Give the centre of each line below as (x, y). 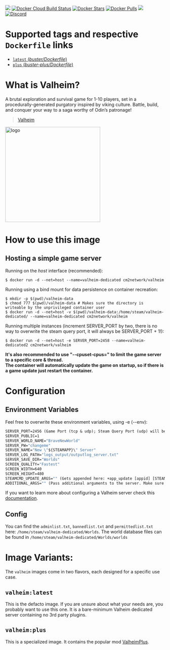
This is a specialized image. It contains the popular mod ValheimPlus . (77, 641)
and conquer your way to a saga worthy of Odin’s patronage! (69, 110)
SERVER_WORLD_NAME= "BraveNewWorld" (43, 441)
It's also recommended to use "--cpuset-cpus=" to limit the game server (83, 354)
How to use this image (53, 240)
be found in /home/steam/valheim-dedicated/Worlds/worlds (67, 537)
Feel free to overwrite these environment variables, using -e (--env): (76, 422)
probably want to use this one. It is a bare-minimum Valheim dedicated (79, 609)
